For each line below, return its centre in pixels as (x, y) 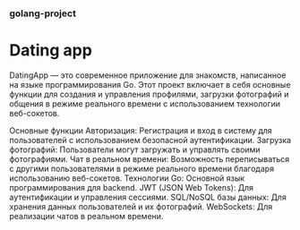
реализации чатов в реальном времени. (86, 216)
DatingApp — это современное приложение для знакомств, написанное (148, 75)
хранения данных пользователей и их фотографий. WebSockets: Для (141, 206)
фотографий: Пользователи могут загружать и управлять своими (135, 149)
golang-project (43, 13)
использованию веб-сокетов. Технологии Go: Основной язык (127, 178)
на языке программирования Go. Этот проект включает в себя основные (150, 84)
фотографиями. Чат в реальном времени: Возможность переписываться (150, 158)
